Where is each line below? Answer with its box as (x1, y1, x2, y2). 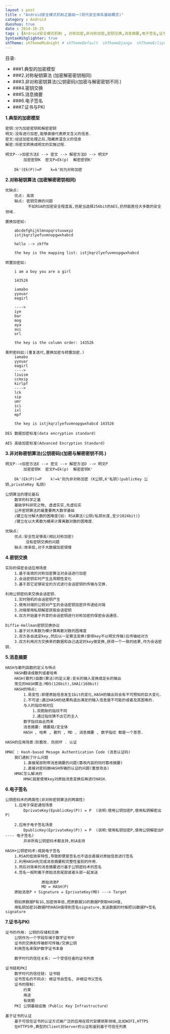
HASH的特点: (14, 687, 37, 692)
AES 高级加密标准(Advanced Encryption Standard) (5, 440, 105, 446)
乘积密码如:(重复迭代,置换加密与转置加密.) (5, 350, 84, 355)
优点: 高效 (14, 193, 34, 198)
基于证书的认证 (5, 1013, 32, 1018)
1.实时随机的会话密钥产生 (14, 597, 61, 602)
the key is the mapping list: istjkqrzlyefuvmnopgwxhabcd (14, 250, 139, 255)
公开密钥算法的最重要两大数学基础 (14, 508, 75, 513)
